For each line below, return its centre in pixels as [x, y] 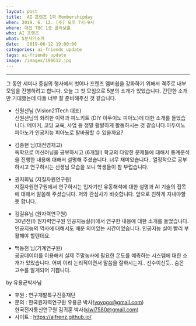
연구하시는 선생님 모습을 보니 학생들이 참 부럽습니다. [89, 167]
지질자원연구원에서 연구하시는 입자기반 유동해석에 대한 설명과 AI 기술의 [95, 186]
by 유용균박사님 [24, 282]
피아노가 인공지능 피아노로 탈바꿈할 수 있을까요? [69, 132]
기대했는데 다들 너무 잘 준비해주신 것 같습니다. [64, 98]
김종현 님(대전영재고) [38, 145]
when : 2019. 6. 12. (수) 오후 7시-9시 [50, 22]
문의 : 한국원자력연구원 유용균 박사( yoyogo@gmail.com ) [79, 302]
